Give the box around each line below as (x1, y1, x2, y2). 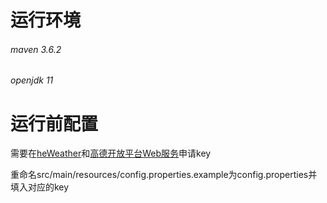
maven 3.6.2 (10, 43, 62, 55)
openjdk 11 (10, 74, 54, 86)
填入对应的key (10, 181, 70, 193)
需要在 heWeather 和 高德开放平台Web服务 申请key (10, 147, 212, 160)
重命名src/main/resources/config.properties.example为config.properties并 (10, 169, 318, 181)
